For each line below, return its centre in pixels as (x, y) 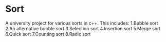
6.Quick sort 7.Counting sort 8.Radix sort (48, 34)
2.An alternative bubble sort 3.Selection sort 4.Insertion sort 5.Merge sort (83, 28)
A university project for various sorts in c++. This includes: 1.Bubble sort (82, 23)
